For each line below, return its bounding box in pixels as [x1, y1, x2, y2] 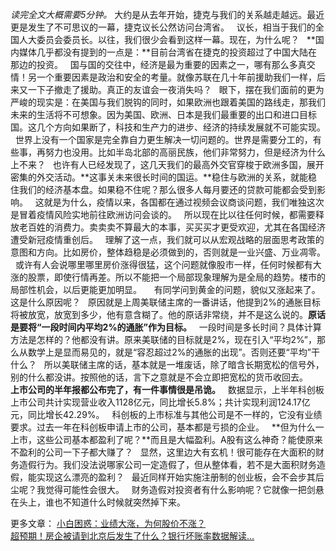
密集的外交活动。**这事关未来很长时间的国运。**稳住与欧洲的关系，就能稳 [10, 171, 318, 183]
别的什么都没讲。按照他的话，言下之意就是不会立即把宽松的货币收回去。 [10, 371, 308, 383]
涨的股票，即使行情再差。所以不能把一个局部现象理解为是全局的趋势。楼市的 [10, 271, 326, 283]
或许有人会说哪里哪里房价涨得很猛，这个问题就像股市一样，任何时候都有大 [14, 259, 322, 270]
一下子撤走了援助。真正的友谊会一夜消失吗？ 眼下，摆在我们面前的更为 [27, 84, 325, 95]
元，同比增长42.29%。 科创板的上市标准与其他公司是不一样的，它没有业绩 [10, 409, 323, 420]
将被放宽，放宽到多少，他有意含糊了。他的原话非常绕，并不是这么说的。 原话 [10, 309, 326, 320]
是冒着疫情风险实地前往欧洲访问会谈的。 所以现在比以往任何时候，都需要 [10, 209, 316, 220]
